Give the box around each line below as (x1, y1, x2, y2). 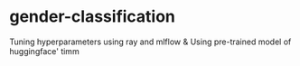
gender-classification (9, 6, 176, 27)
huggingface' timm (9, 45, 80, 56)
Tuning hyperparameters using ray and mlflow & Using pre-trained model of (9, 36, 292, 47)
